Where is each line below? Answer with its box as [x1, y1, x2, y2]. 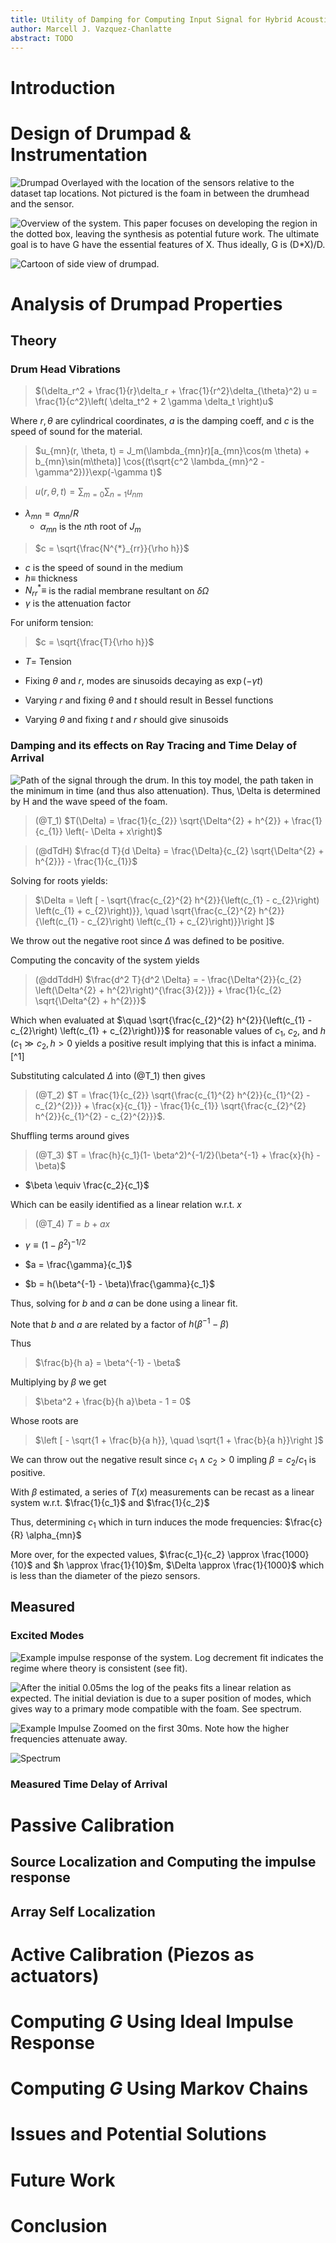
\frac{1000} [261, 1549, 310, 1561]
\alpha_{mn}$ [25, 1529, 82, 1541]
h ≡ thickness [24, 572, 78, 584]
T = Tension [24, 656, 72, 668]
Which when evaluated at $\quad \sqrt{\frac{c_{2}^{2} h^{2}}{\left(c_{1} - [10, 1014, 313, 1026]
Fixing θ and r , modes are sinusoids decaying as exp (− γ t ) [24, 675, 264, 687]
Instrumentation [10, 143, 148, 166]
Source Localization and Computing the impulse [10, 1854, 317, 1871]
